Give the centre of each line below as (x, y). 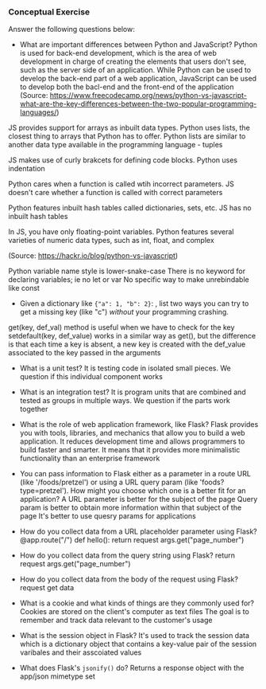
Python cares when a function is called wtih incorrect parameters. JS (121, 184)
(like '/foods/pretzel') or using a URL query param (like (109, 482)
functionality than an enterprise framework (90, 458)
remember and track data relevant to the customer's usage (116, 620)
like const (24, 288)
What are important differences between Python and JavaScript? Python (139, 45)
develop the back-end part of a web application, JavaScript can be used (138, 79)
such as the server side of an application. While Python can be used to (135, 70)
